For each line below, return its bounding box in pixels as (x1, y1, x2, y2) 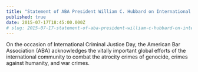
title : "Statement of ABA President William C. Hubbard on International (6, 8, 192, 15)
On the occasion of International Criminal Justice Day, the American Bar (6, 41, 181, 48)
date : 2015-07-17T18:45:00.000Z (6, 19, 85, 25)
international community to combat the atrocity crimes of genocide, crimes (6, 53, 188, 60)
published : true (6, 14, 46, 20)
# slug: (6, 25, 25, 31)
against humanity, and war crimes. (6, 60, 90, 67)
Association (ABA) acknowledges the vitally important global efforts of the (6, 47, 186, 54)
